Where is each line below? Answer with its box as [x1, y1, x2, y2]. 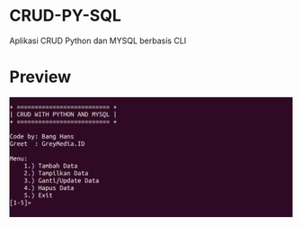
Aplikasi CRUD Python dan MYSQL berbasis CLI [9, 35, 187, 46]
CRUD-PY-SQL [9, 5, 121, 26]
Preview [9, 67, 72, 87]
